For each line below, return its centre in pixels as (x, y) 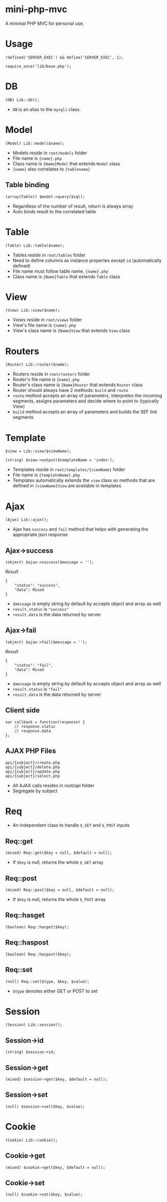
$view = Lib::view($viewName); (38, 451)
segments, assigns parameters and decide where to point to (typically (86, 401)
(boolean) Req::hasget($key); (37, 927)
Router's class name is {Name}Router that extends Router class (78, 385)
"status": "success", (37, 586)
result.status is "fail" (37, 689)
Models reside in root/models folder (50, 153)
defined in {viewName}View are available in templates (67, 486)
